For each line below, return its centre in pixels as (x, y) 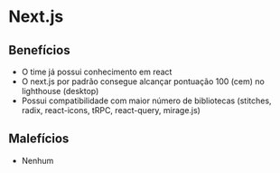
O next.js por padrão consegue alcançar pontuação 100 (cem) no (143, 82)
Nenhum (37, 160)
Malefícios (39, 139)
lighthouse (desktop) (60, 91)
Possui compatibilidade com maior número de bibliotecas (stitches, (146, 101)
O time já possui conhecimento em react (97, 72)
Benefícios (39, 50)
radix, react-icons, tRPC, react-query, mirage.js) (111, 110)
